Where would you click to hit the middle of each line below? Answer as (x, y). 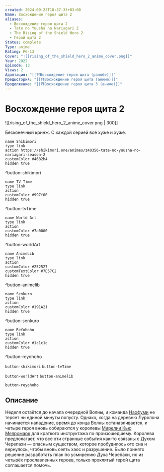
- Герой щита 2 (25, 38)
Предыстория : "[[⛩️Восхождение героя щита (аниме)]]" (62, 79)
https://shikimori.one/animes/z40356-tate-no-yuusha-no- (81, 150)
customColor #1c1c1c (27, 343)
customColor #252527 (27, 267)
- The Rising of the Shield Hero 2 (46, 33)
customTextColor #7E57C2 (31, 271)
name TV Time (19, 182)
